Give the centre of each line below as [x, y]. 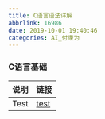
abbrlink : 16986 [35, 23]
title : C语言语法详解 [41, 15]
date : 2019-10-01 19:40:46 [53, 30]
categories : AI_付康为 [44, 38]
